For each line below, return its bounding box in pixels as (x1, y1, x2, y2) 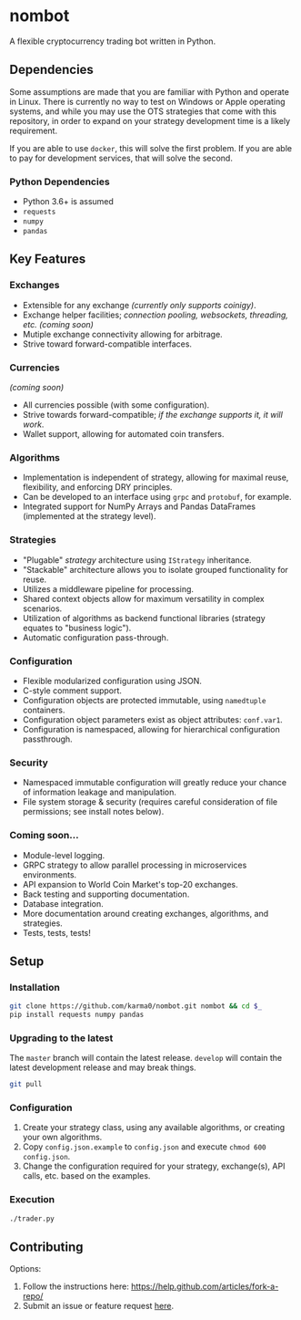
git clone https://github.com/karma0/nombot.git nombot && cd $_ (9, 1002, 262, 1011)
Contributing (9, 1239, 84, 1254)
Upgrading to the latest (9, 1032, 114, 1045)
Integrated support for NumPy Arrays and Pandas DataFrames (22, 501, 256, 512)
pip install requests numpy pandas (9, 1010, 145, 1020)
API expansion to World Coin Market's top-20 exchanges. (22, 878, 238, 889)
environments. (22, 868, 77, 880)
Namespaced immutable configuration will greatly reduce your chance (22, 777, 287, 788)
